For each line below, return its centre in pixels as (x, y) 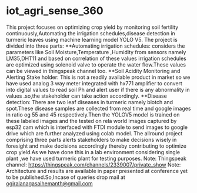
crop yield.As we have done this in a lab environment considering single (93, 152)
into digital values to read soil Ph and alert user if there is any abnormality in (98, 89)
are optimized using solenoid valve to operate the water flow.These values (96, 64)
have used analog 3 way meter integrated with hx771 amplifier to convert (94, 83)
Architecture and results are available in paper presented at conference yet (97, 171)
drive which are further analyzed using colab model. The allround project (94, 133)
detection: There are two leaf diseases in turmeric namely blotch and (90, 102)
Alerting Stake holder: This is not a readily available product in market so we (98, 77)
